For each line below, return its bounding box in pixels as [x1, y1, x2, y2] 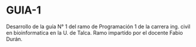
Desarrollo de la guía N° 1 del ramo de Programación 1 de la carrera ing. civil [6, 23, 191, 30]
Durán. [6, 35, 22, 42]
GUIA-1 [6, 4, 41, 17]
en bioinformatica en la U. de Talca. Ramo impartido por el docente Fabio [6, 29, 184, 36]
